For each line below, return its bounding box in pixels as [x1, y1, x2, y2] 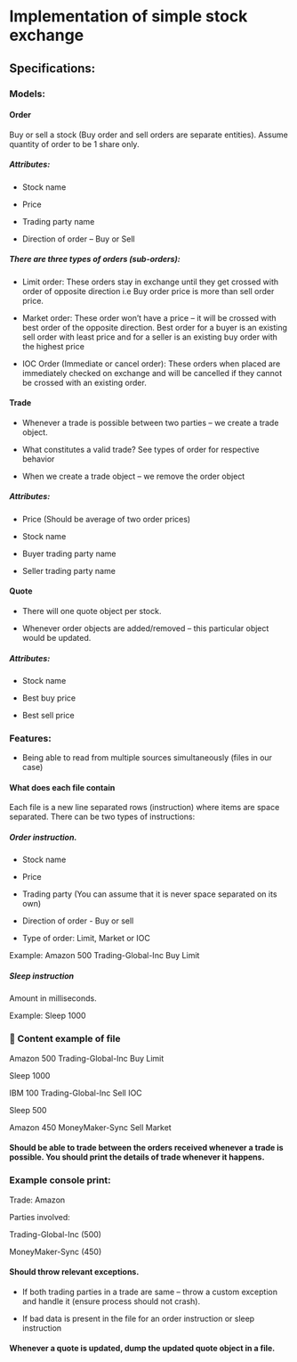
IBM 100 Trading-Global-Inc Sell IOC [9, 1087, 142, 1098]
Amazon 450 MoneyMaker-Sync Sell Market [9, 1121, 172, 1133]
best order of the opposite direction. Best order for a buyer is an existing [21, 322, 287, 332]
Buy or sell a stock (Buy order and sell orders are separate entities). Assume [9, 129, 289, 140]
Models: [9, 87, 46, 100]
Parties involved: [9, 1211, 71, 1222]
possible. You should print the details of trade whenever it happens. [9, 1152, 265, 1162]
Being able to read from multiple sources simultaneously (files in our [21, 752, 273, 763]
